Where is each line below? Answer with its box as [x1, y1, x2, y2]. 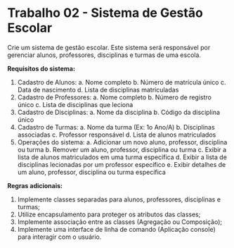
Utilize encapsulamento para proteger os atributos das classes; [17, 210, 201, 218]
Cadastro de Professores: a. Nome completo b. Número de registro [17, 93, 212, 101]
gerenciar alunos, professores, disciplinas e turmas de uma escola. [7, 51, 202, 59]
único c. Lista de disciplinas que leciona [17, 100, 134, 108]
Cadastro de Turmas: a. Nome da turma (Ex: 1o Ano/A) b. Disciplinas [17, 123, 216, 131]
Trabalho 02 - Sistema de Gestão [7, 5, 204, 21]
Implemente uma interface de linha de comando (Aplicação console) [17, 225, 216, 233]
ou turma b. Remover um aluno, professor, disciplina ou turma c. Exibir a [17, 145, 227, 154]
